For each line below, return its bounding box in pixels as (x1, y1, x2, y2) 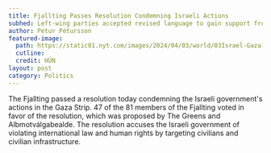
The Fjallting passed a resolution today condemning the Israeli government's (8, 93, 263, 103)
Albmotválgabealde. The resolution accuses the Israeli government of (8, 119, 240, 129)
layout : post (8, 64, 52, 72)
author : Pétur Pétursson (8, 27, 92, 35)
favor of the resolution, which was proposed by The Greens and (8, 110, 221, 121)
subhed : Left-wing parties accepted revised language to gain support (8, 19, 251, 27)
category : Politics (8, 72, 74, 80)
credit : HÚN (15, 57, 56, 65)
